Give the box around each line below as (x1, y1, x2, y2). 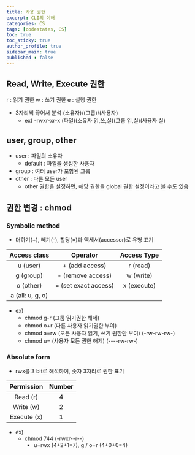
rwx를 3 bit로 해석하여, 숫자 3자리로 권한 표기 (15, 367, 124, 375)
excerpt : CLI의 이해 (6, 15, 55, 21)
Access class (9, 251, 50, 259)
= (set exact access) (55, 281, 115, 289)
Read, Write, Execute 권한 (6, 79, 105, 90)
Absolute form (6, 353, 50, 361)
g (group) (15, 271, 44, 280)
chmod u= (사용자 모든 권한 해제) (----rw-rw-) (24, 337, 138, 344)
